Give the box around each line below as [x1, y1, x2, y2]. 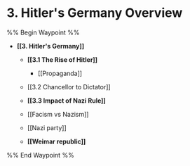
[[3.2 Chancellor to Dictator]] [27, 82, 111, 91]
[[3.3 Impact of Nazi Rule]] [27, 96, 106, 105]
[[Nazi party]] [27, 123, 67, 132]
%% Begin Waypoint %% [6, 28, 80, 37]
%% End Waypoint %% [6, 151, 74, 159]
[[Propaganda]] [37, 69, 82, 77]
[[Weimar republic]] [27, 137, 86, 146]
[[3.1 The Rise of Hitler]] [27, 55, 98, 64]
